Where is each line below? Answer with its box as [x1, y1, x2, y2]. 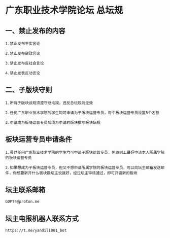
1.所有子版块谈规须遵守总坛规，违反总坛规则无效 [5, 100, 93, 106]
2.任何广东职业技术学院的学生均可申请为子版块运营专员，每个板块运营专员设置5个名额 [5, 110, 160, 115]
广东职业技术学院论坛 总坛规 [5, 5, 123, 16]
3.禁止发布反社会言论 [5, 61, 44, 66]
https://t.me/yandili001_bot [5, 228, 67, 233]
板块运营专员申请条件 [5, 135, 72, 144]
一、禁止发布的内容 [5, 26, 65, 35]
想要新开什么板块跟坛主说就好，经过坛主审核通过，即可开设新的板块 [16, 171, 138, 176]
